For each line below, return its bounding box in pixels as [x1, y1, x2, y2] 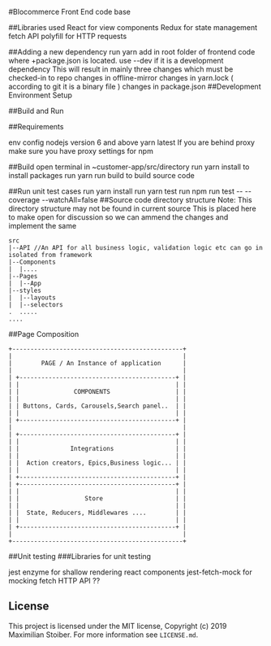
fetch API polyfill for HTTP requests [8, 32, 127, 41]
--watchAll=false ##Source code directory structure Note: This [41, 195, 253, 204]
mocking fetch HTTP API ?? [8, 576, 101, 585]
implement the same [8, 221, 77, 230]
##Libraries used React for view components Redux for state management [8, 23, 258, 32]
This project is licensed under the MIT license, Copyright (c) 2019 [8, 621, 227, 631]
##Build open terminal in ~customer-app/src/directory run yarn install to [8, 162, 250, 172]
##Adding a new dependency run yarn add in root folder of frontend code [8, 47, 256, 56]
